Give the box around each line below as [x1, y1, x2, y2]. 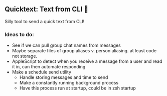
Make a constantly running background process [19, 80, 119, 86]
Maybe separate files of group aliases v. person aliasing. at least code [12, 48, 156, 54]
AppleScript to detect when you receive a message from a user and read [12, 58, 162, 64]
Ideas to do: [5, 31, 34, 38]
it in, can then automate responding [12, 64, 86, 70]
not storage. [12, 53, 38, 59]
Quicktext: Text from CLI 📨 [5, 5, 89, 14]
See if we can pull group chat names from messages [12, 42, 121, 48]
